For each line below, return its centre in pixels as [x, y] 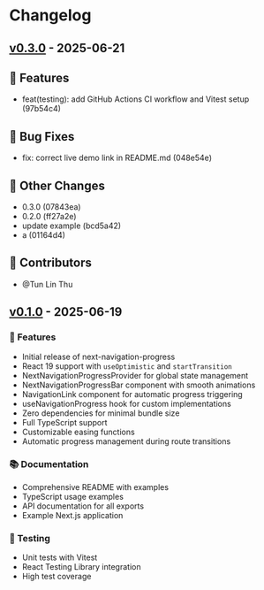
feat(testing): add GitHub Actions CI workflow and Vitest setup [136, 99]
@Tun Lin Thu [47, 284]
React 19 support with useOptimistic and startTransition [127, 366]
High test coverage [57, 577]
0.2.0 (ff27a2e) [49, 217]
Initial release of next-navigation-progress [98, 356]
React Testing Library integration [81, 567]
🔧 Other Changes [57, 185]
